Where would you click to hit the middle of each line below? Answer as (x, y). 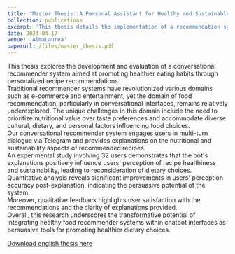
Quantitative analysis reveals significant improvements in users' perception (115, 178)
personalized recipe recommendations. (64, 81)
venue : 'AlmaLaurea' (37, 40)
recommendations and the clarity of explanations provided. (92, 207)
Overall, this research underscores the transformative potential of (101, 215)
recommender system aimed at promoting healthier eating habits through (113, 73)
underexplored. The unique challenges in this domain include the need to (113, 111)
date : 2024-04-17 (33, 33)
